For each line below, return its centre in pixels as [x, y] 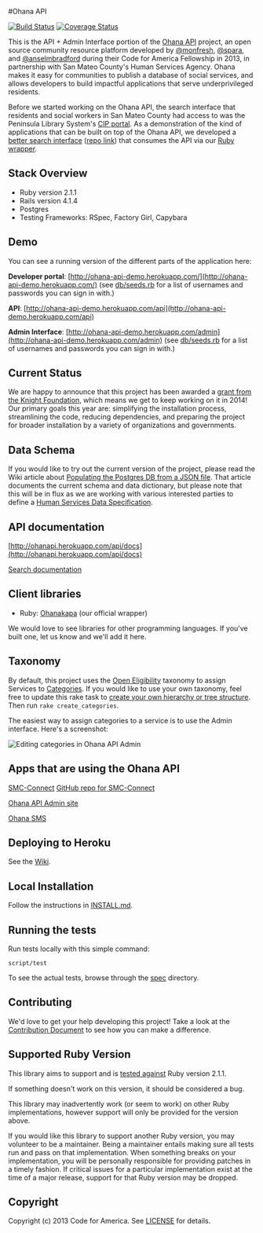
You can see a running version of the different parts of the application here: [130, 261]
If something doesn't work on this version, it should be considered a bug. [126, 1088]
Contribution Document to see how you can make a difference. [110, 1030]
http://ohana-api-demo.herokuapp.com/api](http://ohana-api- [126, 308]
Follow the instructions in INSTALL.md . [71, 906]
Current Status [45, 373]
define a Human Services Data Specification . [80, 503]
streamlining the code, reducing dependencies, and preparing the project [127, 417]
